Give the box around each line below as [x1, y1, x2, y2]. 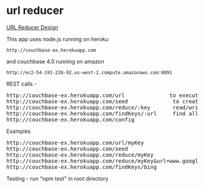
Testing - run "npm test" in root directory [6, 175, 109, 182]
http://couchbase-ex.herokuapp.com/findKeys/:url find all [6, 110, 199, 117]
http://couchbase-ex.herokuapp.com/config [6, 116, 135, 123]
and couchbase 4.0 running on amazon [6, 58, 104, 65]
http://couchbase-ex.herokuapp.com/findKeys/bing [6, 163, 157, 170]
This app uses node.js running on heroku [6, 35, 109, 42]
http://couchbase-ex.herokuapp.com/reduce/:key [6, 104, 151, 111]
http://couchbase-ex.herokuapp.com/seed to [6, 98, 180, 105]
